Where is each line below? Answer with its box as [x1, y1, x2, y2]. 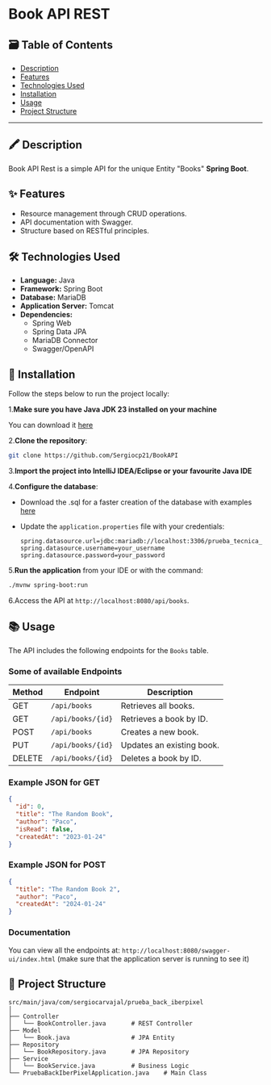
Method [12, 687, 44, 698]
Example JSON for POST [8, 859, 106, 870]
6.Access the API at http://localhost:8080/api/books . [8, 596, 190, 605]
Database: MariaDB [19, 292, 86, 303]
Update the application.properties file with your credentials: [19, 522, 225, 531]
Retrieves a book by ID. [120, 714, 208, 725]
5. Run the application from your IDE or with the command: [8, 566, 203, 576]
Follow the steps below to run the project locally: [8, 389, 170, 399]
